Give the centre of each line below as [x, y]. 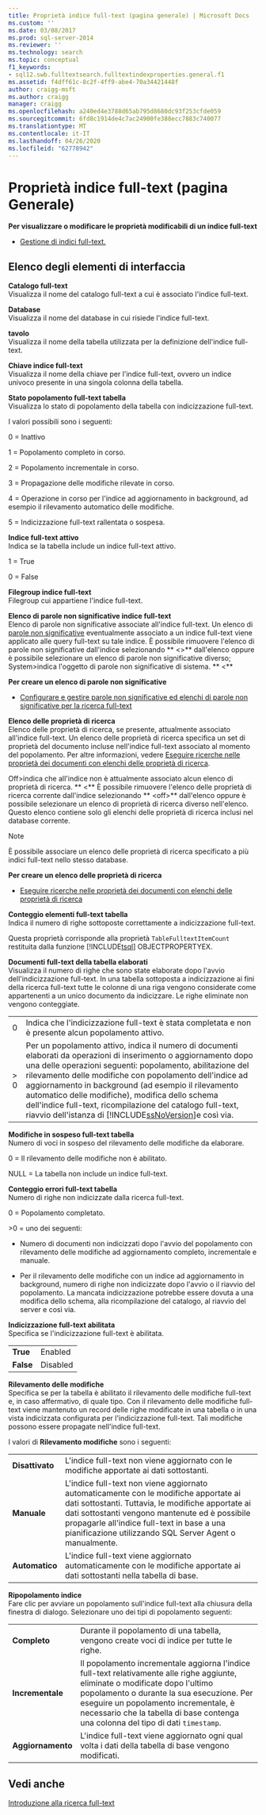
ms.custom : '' [32, 23]
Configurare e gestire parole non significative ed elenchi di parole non [133, 697]
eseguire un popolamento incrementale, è [158, 1703]
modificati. [100, 1756]
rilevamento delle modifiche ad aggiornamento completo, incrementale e [138, 1252]
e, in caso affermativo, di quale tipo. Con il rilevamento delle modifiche [123, 1402]
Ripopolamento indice [45, 1595]
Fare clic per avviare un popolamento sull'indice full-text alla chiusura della [130, 1604]
